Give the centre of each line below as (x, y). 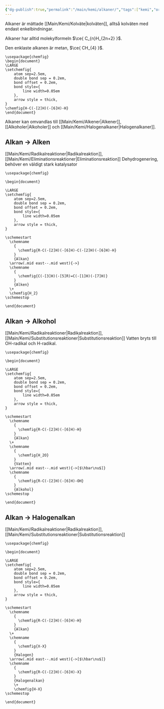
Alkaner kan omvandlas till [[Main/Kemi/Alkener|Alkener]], (63, 122)
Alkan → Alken (28, 142)
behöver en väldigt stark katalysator (41, 164)
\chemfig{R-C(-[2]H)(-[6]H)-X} (50, 672)
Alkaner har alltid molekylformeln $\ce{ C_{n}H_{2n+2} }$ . (63, 38)
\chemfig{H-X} (28, 689)
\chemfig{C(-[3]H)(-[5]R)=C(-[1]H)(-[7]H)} (63, 276)
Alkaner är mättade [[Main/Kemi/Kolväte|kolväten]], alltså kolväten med (77, 24)
